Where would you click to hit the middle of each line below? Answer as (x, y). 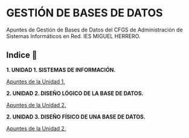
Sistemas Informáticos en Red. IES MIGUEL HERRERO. (73, 36)
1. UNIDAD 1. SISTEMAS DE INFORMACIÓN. (61, 70)
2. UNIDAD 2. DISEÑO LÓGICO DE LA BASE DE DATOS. (75, 93)
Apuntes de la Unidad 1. (36, 81)
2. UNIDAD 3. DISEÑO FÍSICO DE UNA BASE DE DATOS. (76, 117)
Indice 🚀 (22, 55)
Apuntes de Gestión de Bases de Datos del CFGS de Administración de (94, 30)
